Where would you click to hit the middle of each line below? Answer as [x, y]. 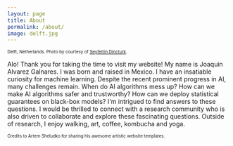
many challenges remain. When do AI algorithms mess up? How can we [111, 87]
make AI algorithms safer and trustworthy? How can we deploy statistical [113, 94]
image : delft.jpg [33, 33]
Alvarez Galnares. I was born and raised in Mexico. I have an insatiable [109, 72]
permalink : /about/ [36, 27]
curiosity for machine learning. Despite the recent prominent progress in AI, [117, 79]
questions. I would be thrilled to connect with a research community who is [116, 109]
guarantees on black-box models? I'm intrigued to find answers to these [112, 102]
